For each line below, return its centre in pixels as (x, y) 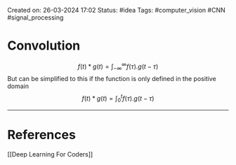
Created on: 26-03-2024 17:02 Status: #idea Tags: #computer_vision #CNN (117, 10)
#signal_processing (35, 17)
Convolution (44, 46)
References (41, 135)
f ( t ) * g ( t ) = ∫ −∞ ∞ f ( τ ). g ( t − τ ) (118, 66)
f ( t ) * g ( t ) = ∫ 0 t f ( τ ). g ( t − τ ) (118, 99)
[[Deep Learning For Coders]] (50, 154)
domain (18, 86)
